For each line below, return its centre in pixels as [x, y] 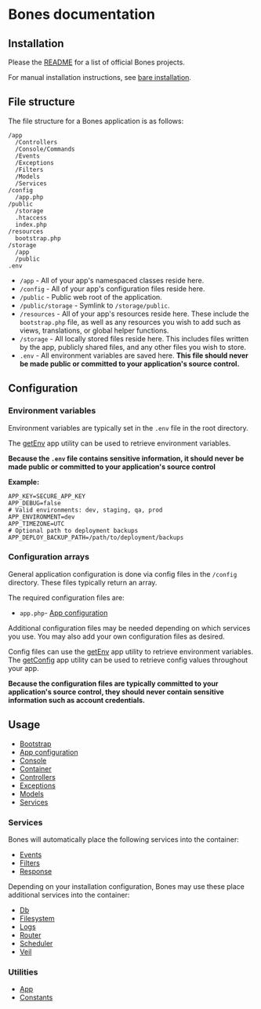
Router [30, 934]
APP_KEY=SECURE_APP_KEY [47, 496]
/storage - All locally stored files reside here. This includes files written [134, 338]
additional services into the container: [69, 894]
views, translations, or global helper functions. [94, 330]
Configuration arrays [49, 557]
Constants [36, 997]
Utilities [23, 972]
